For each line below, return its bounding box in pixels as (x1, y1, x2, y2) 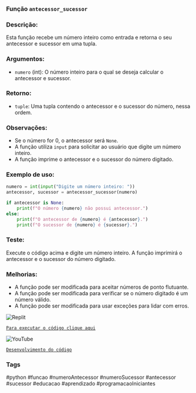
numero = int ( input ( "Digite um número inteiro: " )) (6, 184, 135, 190)
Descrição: (6, 20, 38, 28)
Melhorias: (6, 270, 38, 278)
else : (6, 211, 19, 217)
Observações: (6, 123, 48, 131)
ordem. (14, 108, 32, 116)
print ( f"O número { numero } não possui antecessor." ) (16, 206, 148, 212)
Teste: (6, 236, 25, 244)
